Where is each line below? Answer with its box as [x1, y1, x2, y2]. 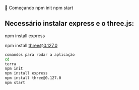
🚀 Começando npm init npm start [5, 5, 74, 11]
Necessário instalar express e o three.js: [5, 19, 134, 28]
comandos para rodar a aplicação [5, 52, 75, 57]
